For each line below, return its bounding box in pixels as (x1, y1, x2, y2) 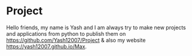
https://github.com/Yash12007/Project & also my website (6, 36, 146, 43)
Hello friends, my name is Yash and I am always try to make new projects (6, 24, 187, 31)
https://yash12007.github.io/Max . (6, 43, 87, 50)
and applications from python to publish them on (6, 30, 126, 37)
